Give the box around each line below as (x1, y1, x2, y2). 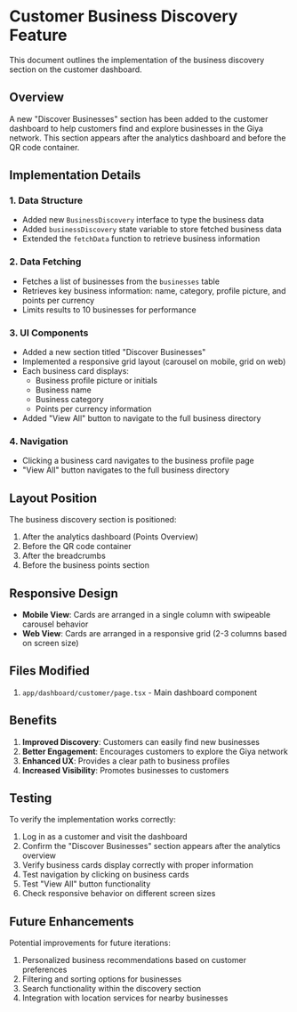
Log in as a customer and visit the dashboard (21, 831, 189, 842)
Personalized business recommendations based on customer (21, 955, 247, 966)
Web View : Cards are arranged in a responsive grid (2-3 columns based (21, 627, 287, 638)
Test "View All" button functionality (21, 878, 151, 889)
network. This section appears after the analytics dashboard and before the (9, 132, 286, 143)
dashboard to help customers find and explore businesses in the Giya (9, 123, 264, 134)
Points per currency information (35, 403, 153, 415)
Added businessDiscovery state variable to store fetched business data (21, 224, 282, 235)
